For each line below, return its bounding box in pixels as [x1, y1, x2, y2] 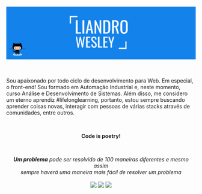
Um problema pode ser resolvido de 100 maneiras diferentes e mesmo [13, 155, 189, 163]
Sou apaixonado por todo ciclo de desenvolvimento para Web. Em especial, [6, 77, 194, 84]
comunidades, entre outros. [6, 109, 75, 116]
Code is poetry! [81, 132, 121, 139]
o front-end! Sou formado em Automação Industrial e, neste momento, [6, 83, 181, 90]
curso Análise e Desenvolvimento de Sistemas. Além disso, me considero [6, 90, 188, 97]
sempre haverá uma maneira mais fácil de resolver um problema [20, 168, 182, 175]
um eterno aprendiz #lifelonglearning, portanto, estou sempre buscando [6, 96, 185, 103]
